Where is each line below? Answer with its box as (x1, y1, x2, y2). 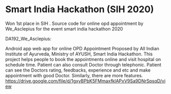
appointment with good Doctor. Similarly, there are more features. (5, 72, 143, 78)
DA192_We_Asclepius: (5, 36, 52, 42)
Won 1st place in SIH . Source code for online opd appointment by (5, 20, 144, 26)
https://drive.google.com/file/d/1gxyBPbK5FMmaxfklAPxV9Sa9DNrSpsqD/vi (5, 78, 166, 84)
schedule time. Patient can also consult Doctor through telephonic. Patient (5, 61, 162, 68)
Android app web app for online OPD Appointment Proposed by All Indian (5, 45, 160, 51)
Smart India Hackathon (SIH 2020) (5, 4, 154, 15)
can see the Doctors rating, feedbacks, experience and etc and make (5, 67, 151, 73)
